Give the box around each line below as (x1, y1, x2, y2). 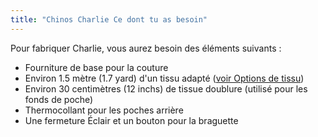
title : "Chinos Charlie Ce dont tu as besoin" (10, 14, 208, 25)
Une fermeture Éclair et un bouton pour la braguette (24, 114, 239, 126)
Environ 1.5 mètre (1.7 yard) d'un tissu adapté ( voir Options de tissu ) (24, 72, 305, 84)
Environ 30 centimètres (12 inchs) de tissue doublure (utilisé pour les (24, 82, 308, 95)
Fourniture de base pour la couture (24, 61, 169, 73)
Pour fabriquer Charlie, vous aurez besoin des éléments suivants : (10, 42, 282, 54)
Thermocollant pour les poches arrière (24, 104, 184, 116)
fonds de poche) (24, 93, 94, 105)
